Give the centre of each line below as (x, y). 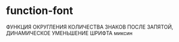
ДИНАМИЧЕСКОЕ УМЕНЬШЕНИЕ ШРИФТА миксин (69, 33)
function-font (40, 11)
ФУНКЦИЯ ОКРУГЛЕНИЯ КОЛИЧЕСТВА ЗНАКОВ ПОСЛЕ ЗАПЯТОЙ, (90, 27)
